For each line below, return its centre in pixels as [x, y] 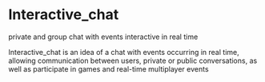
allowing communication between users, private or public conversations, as [133, 61]
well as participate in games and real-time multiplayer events [109, 68]
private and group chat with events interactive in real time [103, 37]
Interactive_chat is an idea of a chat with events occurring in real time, [124, 52]
